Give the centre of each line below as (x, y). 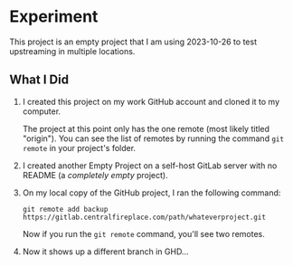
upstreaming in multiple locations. (72, 51)
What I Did (39, 80)
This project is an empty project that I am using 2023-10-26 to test (133, 42)
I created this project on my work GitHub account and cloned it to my (151, 101)
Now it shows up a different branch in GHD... (105, 252)
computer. (42, 111)
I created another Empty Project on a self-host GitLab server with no (150, 166)
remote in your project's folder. (79, 147)
